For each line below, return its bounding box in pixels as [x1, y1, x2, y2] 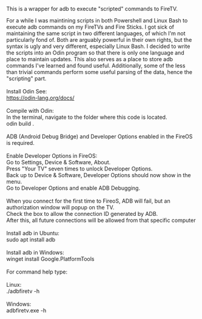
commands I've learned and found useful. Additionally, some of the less [6, 62, 186, 69]
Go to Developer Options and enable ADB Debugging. [6, 184, 141, 192]
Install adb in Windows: [6, 249, 65, 256]
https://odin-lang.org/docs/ [6, 94, 75, 101]
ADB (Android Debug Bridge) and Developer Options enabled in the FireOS [6, 133, 193, 140]
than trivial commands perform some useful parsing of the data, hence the [6, 69, 193, 75]
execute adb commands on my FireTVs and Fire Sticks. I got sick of [6, 24, 175, 30]
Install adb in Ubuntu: [6, 230, 59, 237]
